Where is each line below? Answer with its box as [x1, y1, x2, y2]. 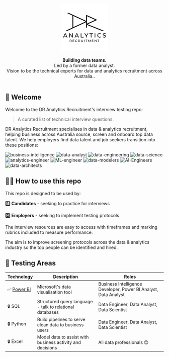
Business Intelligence [98, 281, 142, 287]
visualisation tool [37, 289, 72, 295]
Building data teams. [62, 57, 107, 63]
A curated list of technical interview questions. [17, 116, 114, 122]
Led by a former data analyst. [54, 62, 115, 68]
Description [53, 274, 78, 280]
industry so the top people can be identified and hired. [5, 244, 118, 250]
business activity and [37, 339, 81, 345]
